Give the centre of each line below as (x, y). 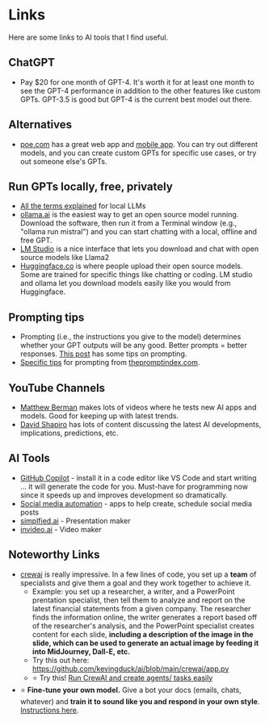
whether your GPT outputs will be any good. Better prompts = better (134, 346)
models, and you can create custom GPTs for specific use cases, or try (138, 153)
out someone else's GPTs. (63, 161)
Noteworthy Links (54, 555)
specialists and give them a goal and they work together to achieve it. (136, 582)
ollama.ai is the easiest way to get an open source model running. (129, 215)
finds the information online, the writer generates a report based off (145, 617)
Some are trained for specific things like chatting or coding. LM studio (136, 275)
